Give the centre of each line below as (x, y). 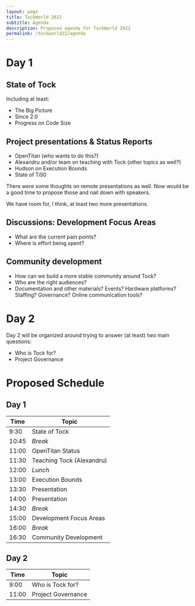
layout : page (22, 12)
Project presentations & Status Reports (79, 142)
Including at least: (28, 99)
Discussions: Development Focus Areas (81, 223)
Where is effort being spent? (49, 243)
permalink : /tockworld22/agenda (46, 34)
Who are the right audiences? (51, 282)
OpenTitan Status (56, 450)
